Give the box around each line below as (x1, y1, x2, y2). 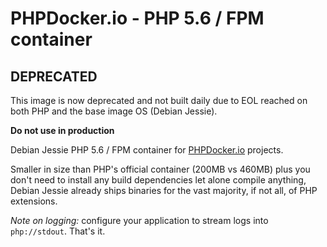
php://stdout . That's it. (10, 225, 106, 237)
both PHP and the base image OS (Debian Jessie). (10, 105, 218, 117)
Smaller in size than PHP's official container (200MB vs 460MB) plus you (10, 163, 311, 175)
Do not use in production (10, 125, 115, 136)
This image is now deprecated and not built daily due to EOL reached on (10, 95, 308, 106)
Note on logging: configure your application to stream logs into (10, 215, 269, 226)
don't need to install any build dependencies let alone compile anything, (10, 174, 307, 186)
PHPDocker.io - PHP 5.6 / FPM (10, 7, 265, 30)
